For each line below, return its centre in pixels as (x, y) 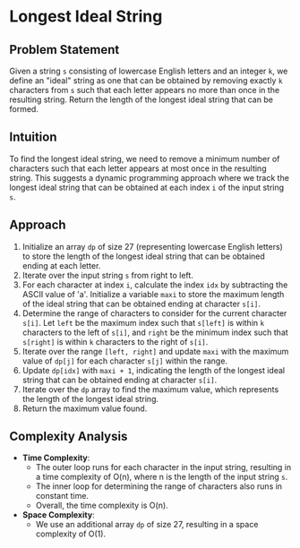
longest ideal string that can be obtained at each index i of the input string (147, 187)
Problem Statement (64, 50)
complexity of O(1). (70, 534)
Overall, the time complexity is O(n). (102, 505)
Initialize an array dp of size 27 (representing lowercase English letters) (153, 246)
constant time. (62, 496)
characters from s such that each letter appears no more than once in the (145, 90)
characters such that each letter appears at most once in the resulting (138, 168)
